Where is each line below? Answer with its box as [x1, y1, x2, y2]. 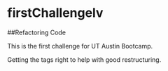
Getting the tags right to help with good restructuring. [7, 55, 162, 64]
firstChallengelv [7, 5, 104, 21]
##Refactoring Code [7, 28, 66, 37]
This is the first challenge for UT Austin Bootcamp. [7, 41, 153, 50]
